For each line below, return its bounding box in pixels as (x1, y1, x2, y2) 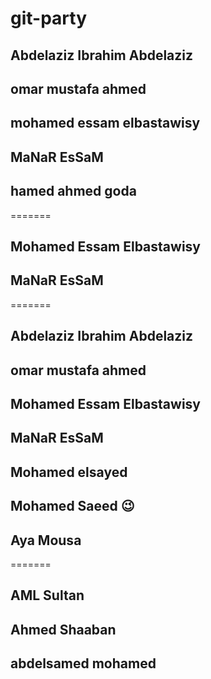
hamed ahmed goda (10, 183, 137, 200)
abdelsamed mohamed (10, 655, 157, 672)
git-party (10, 7, 88, 30)
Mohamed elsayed (10, 463, 128, 481)
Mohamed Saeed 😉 (10, 498, 135, 515)
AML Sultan (10, 587, 85, 604)
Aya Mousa (10, 532, 82, 549)
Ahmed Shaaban (10, 621, 117, 638)
